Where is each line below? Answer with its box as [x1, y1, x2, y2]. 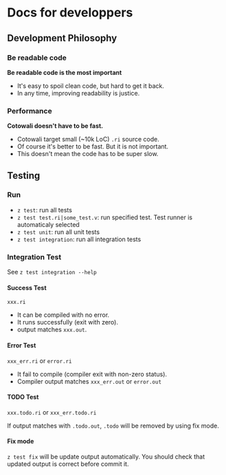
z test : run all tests [16, 206, 72, 214]
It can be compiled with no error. [16, 311, 110, 319]
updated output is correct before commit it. [7, 459, 129, 468]
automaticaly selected [16, 220, 80, 228]
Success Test [7, 283, 47, 291]
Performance [7, 106, 53, 115]
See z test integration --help [7, 268, 98, 276]
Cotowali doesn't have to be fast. [7, 122, 104, 130]
